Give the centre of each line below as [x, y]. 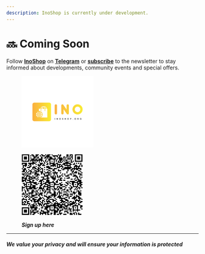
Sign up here [38, 225]
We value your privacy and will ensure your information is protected [95, 244]
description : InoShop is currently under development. [77, 13]
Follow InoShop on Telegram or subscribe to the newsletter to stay [91, 61]
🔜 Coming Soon [48, 44]
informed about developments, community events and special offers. [93, 68]
